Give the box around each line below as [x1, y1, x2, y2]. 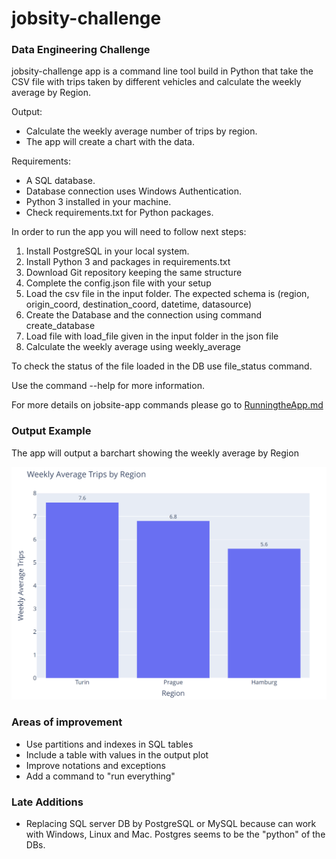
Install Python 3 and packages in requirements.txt [25, 256, 231, 268]
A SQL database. [25, 175, 96, 187]
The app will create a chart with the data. [25, 136, 195, 148]
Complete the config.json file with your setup [25, 277, 212, 289]
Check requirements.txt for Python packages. [25, 207, 214, 219]
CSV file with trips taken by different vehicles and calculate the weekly [11, 76, 302, 88]
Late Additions [11, 795, 84, 809]
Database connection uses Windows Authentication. [25, 185, 242, 197]
